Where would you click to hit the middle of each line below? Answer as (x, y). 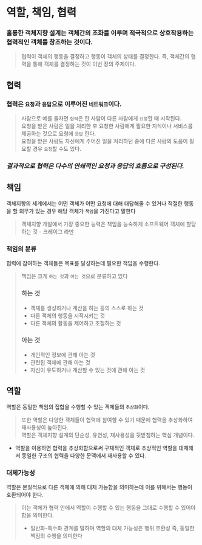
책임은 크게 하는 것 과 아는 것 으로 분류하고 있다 (74, 276)
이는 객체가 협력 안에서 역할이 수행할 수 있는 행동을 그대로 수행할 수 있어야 (108, 507)
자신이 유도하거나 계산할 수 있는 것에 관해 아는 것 (88, 370)
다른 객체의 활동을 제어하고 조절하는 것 (76, 323)
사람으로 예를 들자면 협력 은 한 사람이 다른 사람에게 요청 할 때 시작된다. (101, 119)
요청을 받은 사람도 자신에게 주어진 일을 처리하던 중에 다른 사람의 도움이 (104, 141)
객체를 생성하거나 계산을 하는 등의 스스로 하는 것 (87, 308)
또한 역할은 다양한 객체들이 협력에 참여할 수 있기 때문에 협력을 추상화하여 (107, 420)
